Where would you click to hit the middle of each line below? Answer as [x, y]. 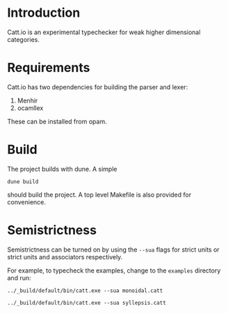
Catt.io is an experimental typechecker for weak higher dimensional [104, 32]
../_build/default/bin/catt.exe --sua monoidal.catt [85, 291]
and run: [19, 277]
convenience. [27, 202]
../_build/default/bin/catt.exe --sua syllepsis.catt [87, 303]
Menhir [27, 100]
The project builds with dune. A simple [62, 169]
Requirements [49, 68]
